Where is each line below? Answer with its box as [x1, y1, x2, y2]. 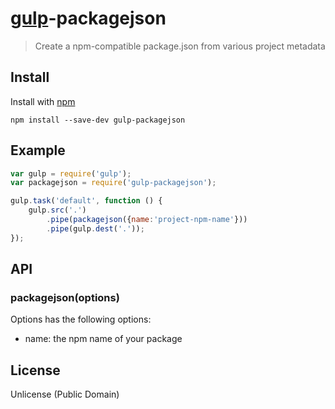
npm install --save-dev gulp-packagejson [10, 115, 186, 125]
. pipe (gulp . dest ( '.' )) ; [46, 223, 145, 234]
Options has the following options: [10, 313, 152, 326]
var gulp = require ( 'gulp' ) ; [10, 168, 132, 179]
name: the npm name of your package [24, 333, 183, 345]
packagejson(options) [10, 291, 120, 304]
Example [10, 142, 66, 159]
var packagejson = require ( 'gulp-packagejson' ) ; [10, 178, 217, 188]
